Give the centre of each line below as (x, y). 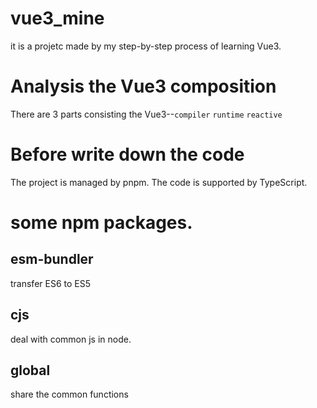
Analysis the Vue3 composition (143, 86)
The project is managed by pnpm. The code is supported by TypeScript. (159, 182)
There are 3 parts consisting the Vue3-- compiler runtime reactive (146, 114)
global (30, 370)
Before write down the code (127, 154)
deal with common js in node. (71, 339)
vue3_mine (57, 18)
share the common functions (69, 394)
